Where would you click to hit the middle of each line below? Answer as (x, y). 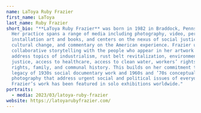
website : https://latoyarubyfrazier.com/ (59, 100)
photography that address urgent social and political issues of (95, 78)
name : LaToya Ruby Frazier (40, 12)
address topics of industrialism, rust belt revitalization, (89, 56)
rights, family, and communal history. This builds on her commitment (101, 67)
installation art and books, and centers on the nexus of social (95, 39)
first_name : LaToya (31, 17)
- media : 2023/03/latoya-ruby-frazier (60, 95)
